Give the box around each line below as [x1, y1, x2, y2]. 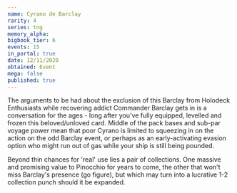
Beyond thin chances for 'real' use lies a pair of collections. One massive [7, 155, 221, 164]
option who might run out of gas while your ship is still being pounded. [7, 142, 215, 150]
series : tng [7, 24, 43, 31]
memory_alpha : [7, 30, 50, 38]
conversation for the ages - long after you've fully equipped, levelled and [7, 111, 222, 120]
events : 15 [7, 43, 40, 51]
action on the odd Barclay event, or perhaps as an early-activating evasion [7, 134, 227, 142]
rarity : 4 [7, 17, 37, 24]
